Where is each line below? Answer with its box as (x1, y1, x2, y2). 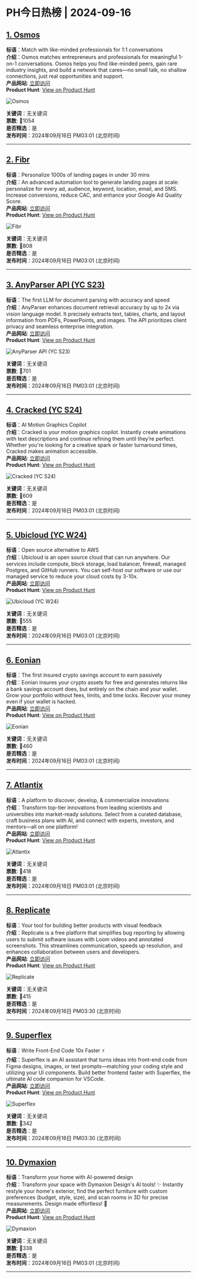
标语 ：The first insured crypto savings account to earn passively (6, 671, 162, 678)
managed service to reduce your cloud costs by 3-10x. (6, 573, 138, 580)
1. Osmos (6, 29, 40, 39)
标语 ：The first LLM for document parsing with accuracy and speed (6, 296, 170, 303)
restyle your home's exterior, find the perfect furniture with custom (6, 1188, 168, 1195)
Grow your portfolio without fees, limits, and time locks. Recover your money (6, 692, 191, 699)
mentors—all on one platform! (6, 823, 78, 830)
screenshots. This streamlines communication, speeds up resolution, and (6, 942, 183, 949)
